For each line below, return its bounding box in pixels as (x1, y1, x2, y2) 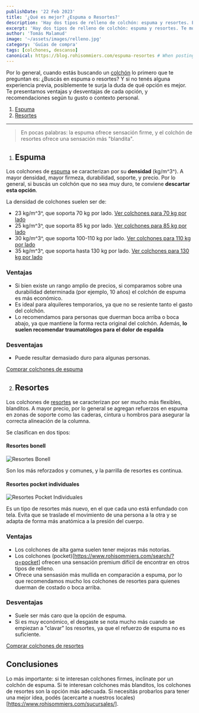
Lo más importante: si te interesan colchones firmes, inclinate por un (6, 675, 174, 682)
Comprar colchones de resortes (6, 642, 84, 649)
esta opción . (6, 187, 37, 194)
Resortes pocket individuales (6, 480, 80, 488)
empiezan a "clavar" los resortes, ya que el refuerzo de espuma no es (14, 624, 185, 631)
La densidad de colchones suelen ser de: (6, 198, 107, 205)
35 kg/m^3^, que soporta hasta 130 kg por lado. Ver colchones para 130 (14, 247, 190, 254)
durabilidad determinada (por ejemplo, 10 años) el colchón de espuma (14, 288, 186, 295)
